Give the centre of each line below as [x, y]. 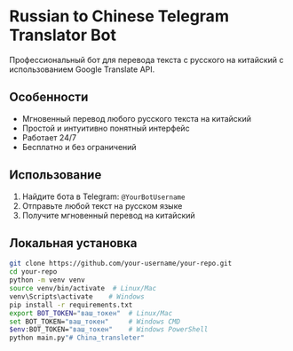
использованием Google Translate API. [82, 69]
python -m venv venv [48, 280]
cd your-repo [33, 272]
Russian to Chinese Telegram [119, 16]
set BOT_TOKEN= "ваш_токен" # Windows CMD [95, 322]
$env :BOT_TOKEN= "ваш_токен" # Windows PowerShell [109, 330]
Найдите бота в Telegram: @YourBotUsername [103, 196]
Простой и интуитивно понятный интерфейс [106, 128]
